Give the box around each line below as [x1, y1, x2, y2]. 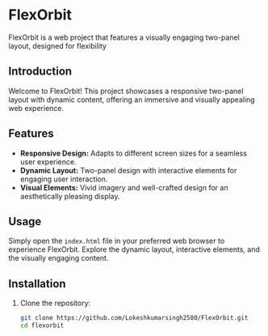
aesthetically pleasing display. [19, 191, 120, 201]
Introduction [8, 65, 73, 79]
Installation [8, 277, 66, 291]
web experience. [8, 103, 65, 113]
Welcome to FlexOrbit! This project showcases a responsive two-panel [8, 86, 244, 96]
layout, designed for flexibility [8, 40, 107, 50]
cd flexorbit [19, 321, 65, 330]
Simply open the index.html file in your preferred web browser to [8, 236, 225, 246]
